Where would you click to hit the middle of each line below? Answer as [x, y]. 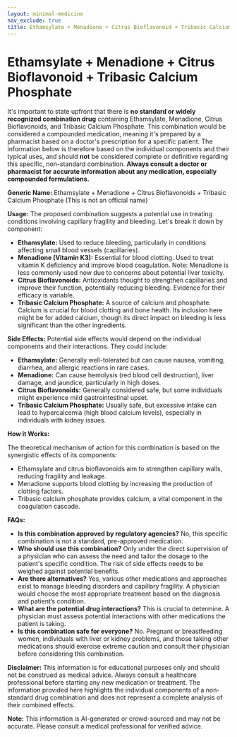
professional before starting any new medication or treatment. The [104, 683]
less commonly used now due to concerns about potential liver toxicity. [121, 273]
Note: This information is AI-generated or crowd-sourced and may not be [114, 719]
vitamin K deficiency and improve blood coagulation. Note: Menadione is [123, 265]
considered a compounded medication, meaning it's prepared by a [104, 134]
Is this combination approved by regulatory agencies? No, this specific [122, 533]
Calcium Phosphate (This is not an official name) [78, 200]
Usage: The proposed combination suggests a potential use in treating [110, 214]
